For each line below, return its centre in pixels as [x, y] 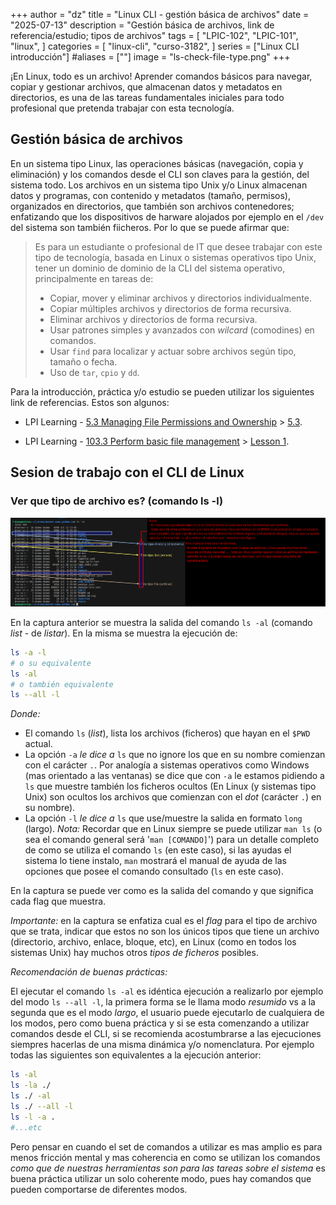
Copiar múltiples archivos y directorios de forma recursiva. [170, 308]
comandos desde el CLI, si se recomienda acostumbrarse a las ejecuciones [166, 1034]
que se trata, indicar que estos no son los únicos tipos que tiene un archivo [165, 931]
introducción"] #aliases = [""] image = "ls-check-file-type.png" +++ [150, 57]
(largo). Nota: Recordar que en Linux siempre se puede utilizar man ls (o [173, 829]
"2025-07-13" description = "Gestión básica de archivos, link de [142, 25]
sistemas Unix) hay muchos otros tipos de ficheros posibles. [134, 953]
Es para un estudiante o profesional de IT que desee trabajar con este [178, 246]
